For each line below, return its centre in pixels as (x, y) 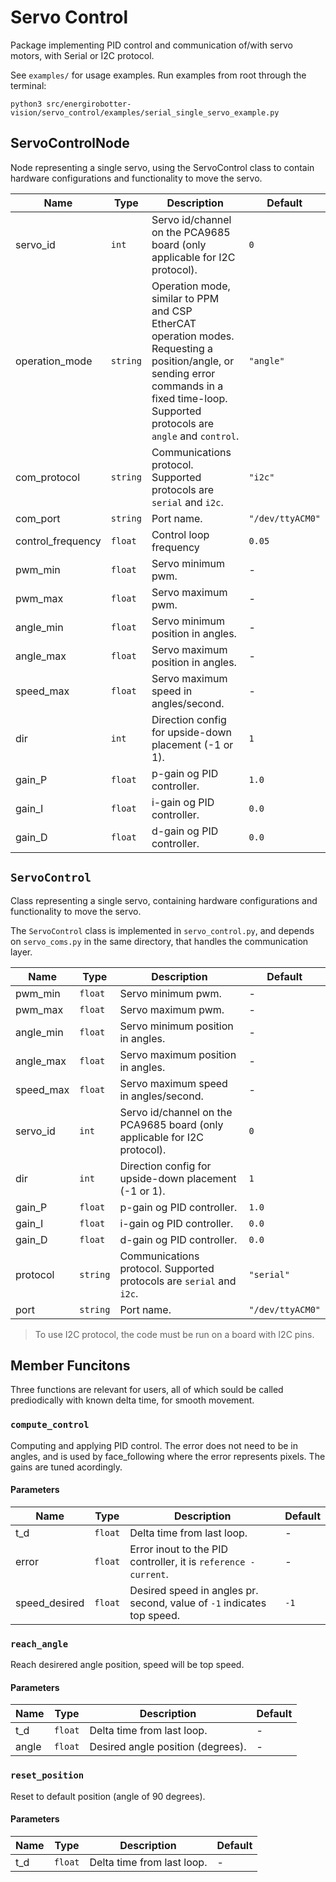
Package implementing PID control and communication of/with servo (151, 45)
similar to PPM (185, 298)
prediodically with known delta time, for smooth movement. (132, 1400)
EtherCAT (174, 323)
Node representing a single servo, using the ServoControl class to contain (162, 167)
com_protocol (48, 477)
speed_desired (50, 1603)
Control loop (180, 534)
